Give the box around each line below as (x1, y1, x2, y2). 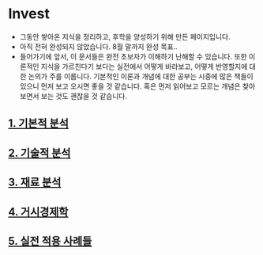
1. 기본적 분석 (8, 116, 69, 131)
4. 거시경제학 (8, 205, 69, 219)
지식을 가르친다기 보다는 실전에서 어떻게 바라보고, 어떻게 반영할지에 (40, 61, 248, 71)
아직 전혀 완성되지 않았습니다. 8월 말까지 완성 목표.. (19, 41, 178, 51)
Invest (8, 5, 50, 23)
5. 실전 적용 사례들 (8, 234, 92, 248)
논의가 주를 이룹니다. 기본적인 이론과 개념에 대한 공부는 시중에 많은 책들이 (28, 71, 254, 81)
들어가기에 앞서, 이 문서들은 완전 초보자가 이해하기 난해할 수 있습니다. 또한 (19, 51, 247, 61)
